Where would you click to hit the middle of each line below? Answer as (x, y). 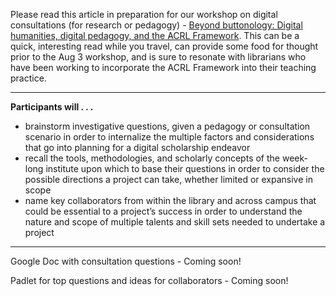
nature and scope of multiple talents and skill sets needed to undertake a (175, 222)
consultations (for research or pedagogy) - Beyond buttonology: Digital (156, 25)
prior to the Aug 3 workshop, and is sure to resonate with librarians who (158, 57)
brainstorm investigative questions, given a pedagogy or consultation (167, 126)
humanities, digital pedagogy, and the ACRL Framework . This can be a (155, 35)
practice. (28, 78)
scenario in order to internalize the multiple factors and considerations (169, 137)
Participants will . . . (52, 107)
